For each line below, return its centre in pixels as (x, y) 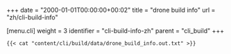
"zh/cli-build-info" (32, 17)
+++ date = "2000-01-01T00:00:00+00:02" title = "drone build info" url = (111, 10)
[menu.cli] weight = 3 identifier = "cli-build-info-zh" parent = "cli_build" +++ (115, 31)
